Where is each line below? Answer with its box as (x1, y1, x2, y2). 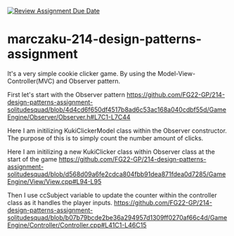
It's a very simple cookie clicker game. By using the (7, 69, 157, 77)
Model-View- (157, 69, 195, 77)
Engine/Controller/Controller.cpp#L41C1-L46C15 (7, 221, 147, 229)
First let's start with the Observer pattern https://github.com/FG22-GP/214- (7, 90, 226, 98)
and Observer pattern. (56, 77, 121, 85)
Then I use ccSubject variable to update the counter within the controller (7, 190, 217, 199)
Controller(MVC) (7, 77, 55, 85)
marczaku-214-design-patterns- (7, 32, 202, 47)
